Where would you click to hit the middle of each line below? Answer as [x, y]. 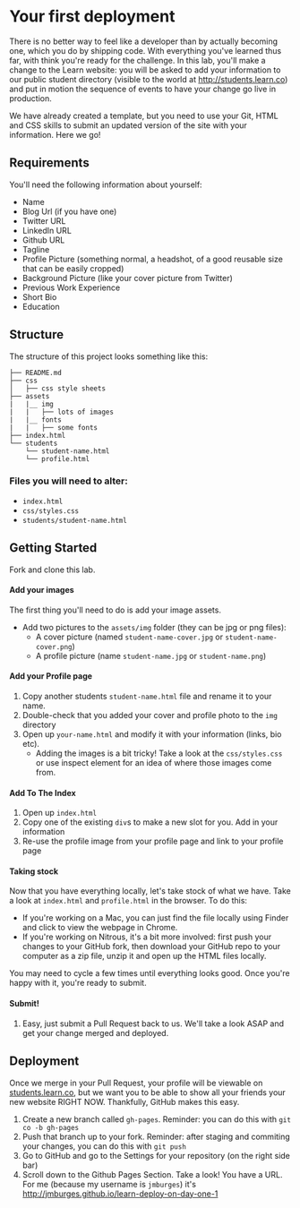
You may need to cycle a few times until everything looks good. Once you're [150, 973]
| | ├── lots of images [62, 412]
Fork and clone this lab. [52, 570]
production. [30, 98]
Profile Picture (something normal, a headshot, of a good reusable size [153, 259]
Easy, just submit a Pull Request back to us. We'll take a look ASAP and [153, 1024]
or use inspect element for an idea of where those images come [154, 763]
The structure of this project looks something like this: [109, 356]
